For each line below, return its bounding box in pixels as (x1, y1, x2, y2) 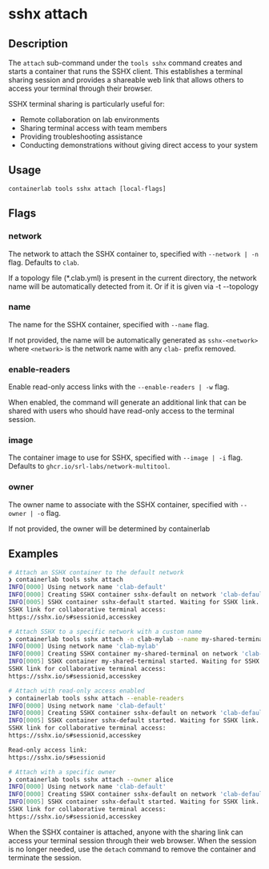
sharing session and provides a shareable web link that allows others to (8, 75, 244, 84)
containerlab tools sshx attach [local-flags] (8, 185, 167, 193)
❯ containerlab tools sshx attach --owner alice (8, 775, 174, 783)
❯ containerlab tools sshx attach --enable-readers (8, 694, 184, 702)
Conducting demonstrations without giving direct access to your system (19, 140, 259, 149)
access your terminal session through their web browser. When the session (8, 835, 257, 845)
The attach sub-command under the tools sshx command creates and (8, 58, 243, 67)
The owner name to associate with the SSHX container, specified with (8, 499, 239, 510)
